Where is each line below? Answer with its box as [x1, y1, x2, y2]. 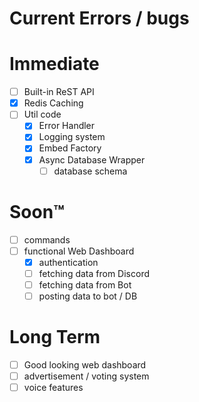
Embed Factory [38, 142, 102, 154]
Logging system [38, 131, 106, 143]
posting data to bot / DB [38, 290, 138, 302]
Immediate [9, 53, 100, 76]
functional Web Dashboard [23, 245, 135, 257]
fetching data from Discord [38, 267, 150, 279]
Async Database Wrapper [38, 153, 146, 166]
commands [23, 233, 71, 246]
